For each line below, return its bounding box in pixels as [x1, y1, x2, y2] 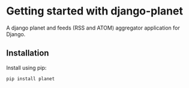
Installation [6, 48, 49, 58]
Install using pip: [6, 64, 47, 71]
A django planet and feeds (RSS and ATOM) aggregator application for [6, 24, 180, 31]
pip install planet [6, 75, 55, 82]
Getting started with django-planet [6, 4, 183, 18]
